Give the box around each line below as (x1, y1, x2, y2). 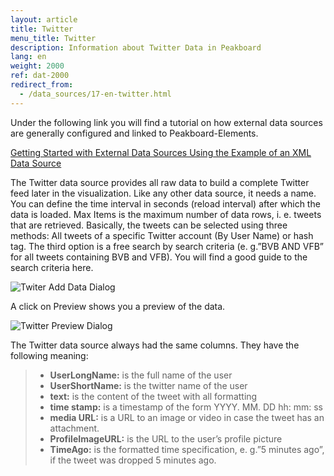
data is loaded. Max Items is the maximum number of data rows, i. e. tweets (10, 208, 322, 220)
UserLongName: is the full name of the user (49, 369, 233, 381)
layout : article (10, 14, 78, 25)
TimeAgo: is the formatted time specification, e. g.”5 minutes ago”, (49, 443, 325, 455)
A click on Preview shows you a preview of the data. (10, 300, 226, 312)
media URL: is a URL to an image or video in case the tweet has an (49, 411, 325, 423)
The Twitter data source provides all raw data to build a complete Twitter (10, 176, 310, 188)
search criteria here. (10, 261, 94, 273)
